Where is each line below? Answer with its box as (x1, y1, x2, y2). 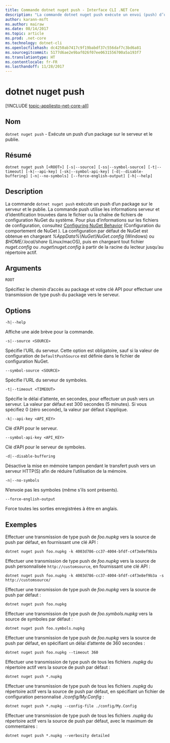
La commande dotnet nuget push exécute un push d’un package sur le (5, 201, 153, 207)
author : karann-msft (5, 17, 49, 22)
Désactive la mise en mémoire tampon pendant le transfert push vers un (5, 463, 156, 469)
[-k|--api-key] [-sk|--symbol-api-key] (25, 169, 110, 174)
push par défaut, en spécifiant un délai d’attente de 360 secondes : (5, 640, 145, 646)
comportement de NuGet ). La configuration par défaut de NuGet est (5, 228, 148, 234)
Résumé (5, 151, 32, 160)
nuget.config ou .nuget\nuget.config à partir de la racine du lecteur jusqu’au (5, 244, 164, 250)
